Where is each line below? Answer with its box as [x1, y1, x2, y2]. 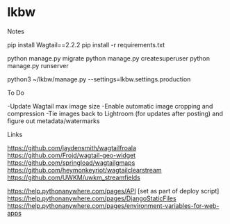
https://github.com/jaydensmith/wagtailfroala [7, 143, 137, 152]
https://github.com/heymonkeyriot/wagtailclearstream [7, 166, 162, 174]
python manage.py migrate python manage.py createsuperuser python [7, 54, 211, 63]
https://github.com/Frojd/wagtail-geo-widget [7, 151, 136, 159]
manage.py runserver [7, 61, 69, 70]
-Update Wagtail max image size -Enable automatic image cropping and [7, 102, 213, 110]
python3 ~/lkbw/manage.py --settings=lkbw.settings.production [7, 74, 191, 83]
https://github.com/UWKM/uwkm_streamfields [7, 173, 140, 182]
